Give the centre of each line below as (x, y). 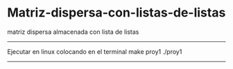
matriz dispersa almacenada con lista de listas (73, 32)
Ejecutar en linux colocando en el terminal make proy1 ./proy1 (95, 51)
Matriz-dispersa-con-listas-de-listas (116, 13)
